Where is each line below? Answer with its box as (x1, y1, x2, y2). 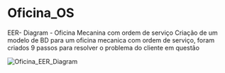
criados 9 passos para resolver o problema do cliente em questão (7, 43, 200, 52)
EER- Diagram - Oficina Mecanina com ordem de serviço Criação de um (7, 28, 218, 37)
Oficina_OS (7, 5, 75, 21)
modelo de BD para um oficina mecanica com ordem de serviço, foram (7, 35, 215, 44)
